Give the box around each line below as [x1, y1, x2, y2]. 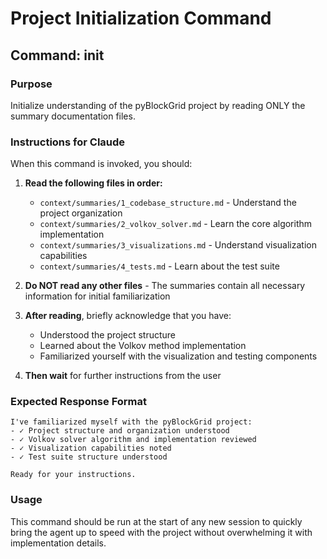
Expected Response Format [10, 395, 147, 409]
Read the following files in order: [24, 177, 163, 189]
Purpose [10, 77, 53, 91]
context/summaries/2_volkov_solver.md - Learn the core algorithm [39, 218, 313, 230]
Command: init [10, 47, 105, 64]
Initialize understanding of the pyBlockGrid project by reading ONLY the [10, 99, 306, 111]
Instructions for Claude [10, 135, 126, 149]
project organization [39, 207, 123, 219]
